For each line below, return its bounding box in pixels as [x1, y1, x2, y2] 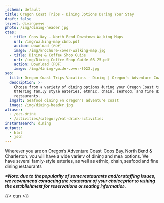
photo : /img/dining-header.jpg [5, 25, 69, 30]
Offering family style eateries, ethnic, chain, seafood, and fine [14, 89, 154, 94]
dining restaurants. [5, 163, 43, 169]
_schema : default [5, 7, 41, 12]
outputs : [5, 125, 23, 130]
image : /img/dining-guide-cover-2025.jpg [14, 67, 99, 71]
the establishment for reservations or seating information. [5, 183, 126, 189]
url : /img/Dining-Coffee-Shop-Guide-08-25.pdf [14, 57, 110, 62]
